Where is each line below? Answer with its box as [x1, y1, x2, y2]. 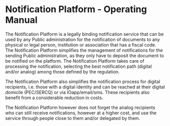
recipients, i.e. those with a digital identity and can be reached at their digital [5, 83, 165, 90]
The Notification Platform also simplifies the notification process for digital [5, 78, 161, 85]
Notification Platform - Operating [5, 4, 147, 15]
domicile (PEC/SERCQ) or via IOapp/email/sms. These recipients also [5, 89, 150, 95]
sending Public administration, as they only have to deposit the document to [5, 52, 164, 59]
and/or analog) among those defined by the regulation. [5, 68, 120, 74]
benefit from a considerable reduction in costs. [5, 95, 104, 101]
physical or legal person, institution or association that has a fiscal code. [5, 41, 156, 48]
